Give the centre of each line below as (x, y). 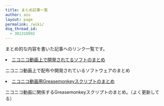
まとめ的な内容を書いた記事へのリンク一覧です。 (57, 49)
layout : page (19, 19)
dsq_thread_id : (21, 29)
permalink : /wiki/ (25, 24)
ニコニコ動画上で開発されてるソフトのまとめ (59, 60)
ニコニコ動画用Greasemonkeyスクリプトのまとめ (63, 81)
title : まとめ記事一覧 (27, 10)
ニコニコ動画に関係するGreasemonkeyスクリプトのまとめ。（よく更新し (80, 92)
